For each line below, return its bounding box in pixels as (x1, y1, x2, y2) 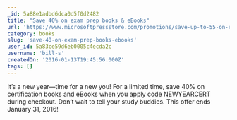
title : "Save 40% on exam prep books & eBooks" (7, 17, 150, 24)
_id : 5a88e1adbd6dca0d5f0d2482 (7, 10, 99, 18)
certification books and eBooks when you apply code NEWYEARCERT (7, 90, 211, 98)
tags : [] (7, 63, 33, 70)
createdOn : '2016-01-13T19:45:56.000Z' (7, 56, 125, 64)
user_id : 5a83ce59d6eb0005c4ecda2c (7, 43, 112, 50)
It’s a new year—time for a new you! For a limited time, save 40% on (7, 82, 205, 90)
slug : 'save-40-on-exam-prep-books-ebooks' (7, 37, 138, 44)
